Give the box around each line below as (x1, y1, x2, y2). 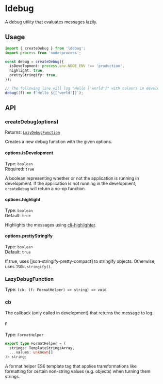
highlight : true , (9, 68, 45, 73)
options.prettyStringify (5, 233, 53, 239)
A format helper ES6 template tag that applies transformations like (5, 363, 137, 369)
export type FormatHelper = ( (5, 341, 66, 346)
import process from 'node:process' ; (5, 50, 81, 55)
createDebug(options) (5, 118, 59, 125)
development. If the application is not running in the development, (5, 180, 137, 186)
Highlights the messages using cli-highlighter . (5, 222, 97, 228)
